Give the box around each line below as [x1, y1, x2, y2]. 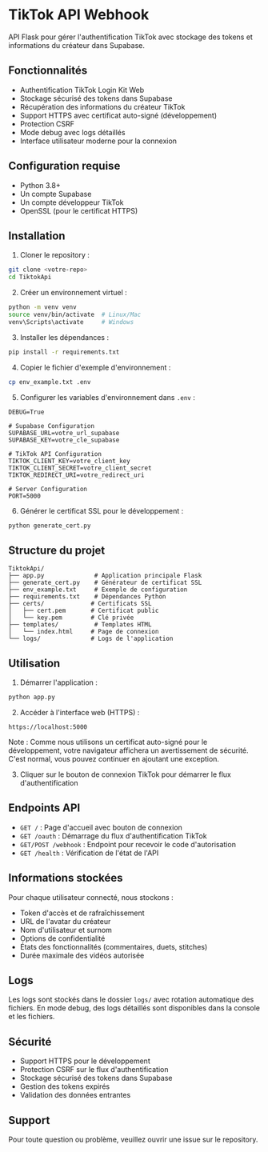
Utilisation [8, 656, 61, 670]
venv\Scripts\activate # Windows [8, 318, 134, 326]
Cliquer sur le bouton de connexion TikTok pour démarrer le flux [19, 770, 232, 779]
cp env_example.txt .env [8, 378, 91, 386]
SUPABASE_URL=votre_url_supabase [8, 429, 120, 437]
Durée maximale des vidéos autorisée [19, 950, 145, 960]
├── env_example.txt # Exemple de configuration [8, 586, 188, 594]
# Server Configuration [8, 485, 88, 493]
